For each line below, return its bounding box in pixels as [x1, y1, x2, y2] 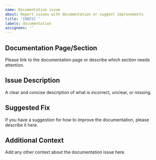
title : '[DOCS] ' [5, 16, 41, 21]
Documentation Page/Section [5, 44, 97, 52]
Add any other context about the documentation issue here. [5, 149, 126, 155]
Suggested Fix [5, 104, 51, 112]
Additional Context [5, 136, 64, 144]
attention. [5, 62, 25, 68]
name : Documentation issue [5, 7, 60, 12]
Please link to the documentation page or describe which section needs [5, 57, 150, 63]
